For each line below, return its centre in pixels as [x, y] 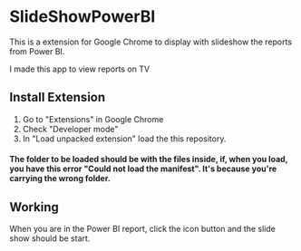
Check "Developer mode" [70, 129]
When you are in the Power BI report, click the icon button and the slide [143, 229]
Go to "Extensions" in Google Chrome [93, 119]
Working [34, 207]
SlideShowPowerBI [83, 17]
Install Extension [58, 97]
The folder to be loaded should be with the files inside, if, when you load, [149, 159]
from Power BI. [37, 51]
